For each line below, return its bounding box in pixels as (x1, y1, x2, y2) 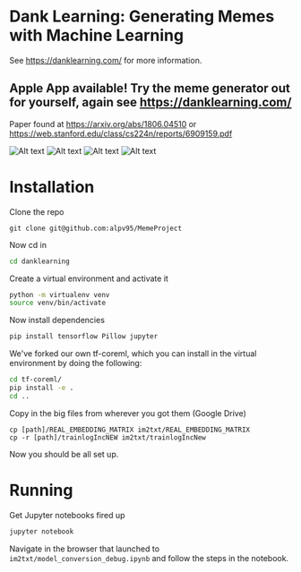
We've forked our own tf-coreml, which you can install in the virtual (9, 348, 257, 359)
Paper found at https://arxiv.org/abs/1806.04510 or (9, 118, 197, 129)
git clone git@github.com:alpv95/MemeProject (9, 224, 182, 233)
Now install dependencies (9, 315, 106, 326)
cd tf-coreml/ (9, 375, 63, 384)
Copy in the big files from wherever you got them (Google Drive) (9, 407, 246, 418)
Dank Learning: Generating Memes (9, 6, 275, 27)
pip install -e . (9, 383, 74, 393)
